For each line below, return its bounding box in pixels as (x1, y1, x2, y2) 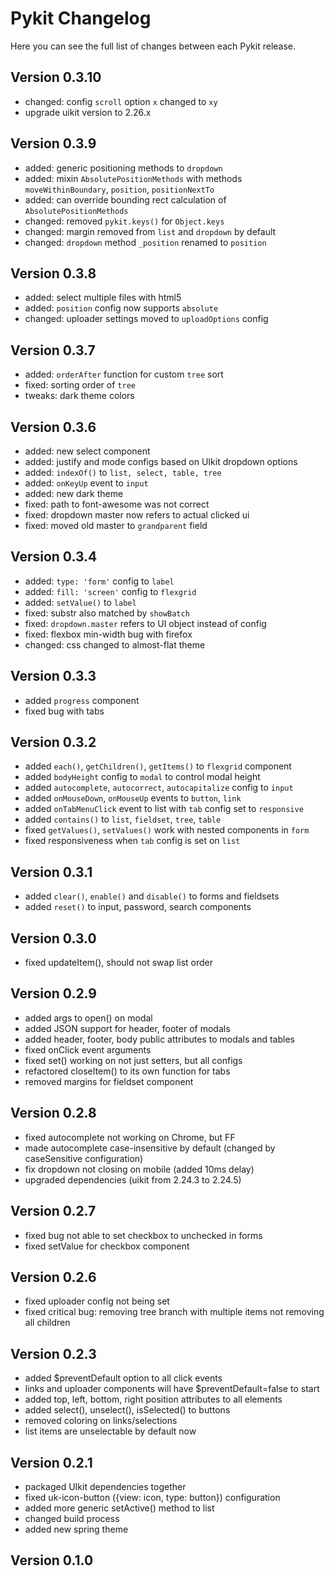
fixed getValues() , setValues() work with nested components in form (24, 824, 310, 836)
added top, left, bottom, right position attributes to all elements (24, 1393, 283, 1406)
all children (24, 1317, 71, 1329)
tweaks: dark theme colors (24, 390, 135, 402)
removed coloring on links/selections (24, 1415, 178, 1427)
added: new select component (24, 445, 151, 457)
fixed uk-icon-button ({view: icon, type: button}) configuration (24, 1491, 281, 1503)
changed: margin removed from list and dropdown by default (24, 225, 277, 237)
